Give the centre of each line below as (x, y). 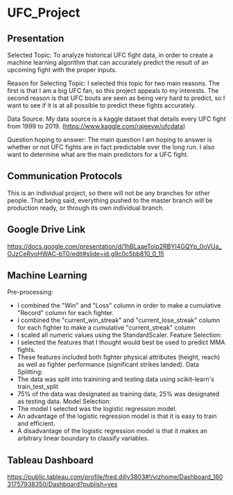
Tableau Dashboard (50, 460)
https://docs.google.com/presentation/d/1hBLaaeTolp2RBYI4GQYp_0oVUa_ (114, 246)
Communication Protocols (65, 176)
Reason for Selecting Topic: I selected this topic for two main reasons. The (113, 83)
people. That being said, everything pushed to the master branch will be (110, 200)
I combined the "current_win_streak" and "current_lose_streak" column (119, 320)
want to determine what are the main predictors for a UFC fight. (98, 154)
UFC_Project (44, 13)
